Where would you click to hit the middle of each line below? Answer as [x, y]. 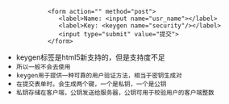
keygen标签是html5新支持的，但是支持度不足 [90, 57]
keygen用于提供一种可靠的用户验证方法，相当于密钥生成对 [99, 76]
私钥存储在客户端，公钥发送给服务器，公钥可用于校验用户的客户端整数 [115, 93]
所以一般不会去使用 [43, 67]
